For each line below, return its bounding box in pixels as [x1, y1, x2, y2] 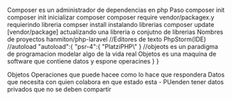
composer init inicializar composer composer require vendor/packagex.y [7, 13, 215, 21]
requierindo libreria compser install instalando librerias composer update [7, 21, 215, 28]
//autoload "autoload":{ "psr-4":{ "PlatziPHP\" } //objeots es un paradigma [7, 43, 218, 50]
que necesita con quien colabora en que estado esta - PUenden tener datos [7, 78, 224, 86]
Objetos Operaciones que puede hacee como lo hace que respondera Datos [7, 70, 225, 79]
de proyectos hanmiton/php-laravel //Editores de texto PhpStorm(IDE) [7, 35, 206, 43]
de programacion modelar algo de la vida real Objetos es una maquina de [7, 50, 217, 58]
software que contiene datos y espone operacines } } [7, 57, 159, 65]
